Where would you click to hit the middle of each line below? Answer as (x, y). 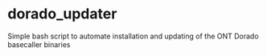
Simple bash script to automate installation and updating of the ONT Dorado (133, 36)
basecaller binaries (39, 44)
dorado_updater (62, 14)
